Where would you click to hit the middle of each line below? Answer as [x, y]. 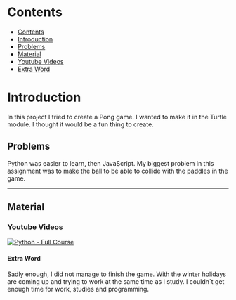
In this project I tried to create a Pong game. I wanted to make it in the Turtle [117, 117]
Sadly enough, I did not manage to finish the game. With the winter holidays [117, 274]
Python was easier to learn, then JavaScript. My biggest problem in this [111, 163]
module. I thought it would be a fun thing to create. [81, 124]
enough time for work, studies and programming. [78, 289]
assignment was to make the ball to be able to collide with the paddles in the [118, 171]
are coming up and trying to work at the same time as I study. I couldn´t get [116, 281]
